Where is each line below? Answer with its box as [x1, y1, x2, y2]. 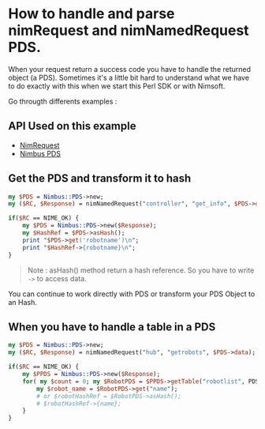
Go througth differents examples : [8, 96, 118, 106]
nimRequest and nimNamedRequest [8, 21, 250, 40]
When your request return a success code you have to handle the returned [8, 64, 251, 73]
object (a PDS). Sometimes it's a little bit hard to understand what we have [8, 73, 250, 82]
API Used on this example [8, 119, 136, 133]
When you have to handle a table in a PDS [8, 320, 216, 333]
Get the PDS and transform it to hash [8, 171, 192, 186]
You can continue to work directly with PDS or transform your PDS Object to [8, 289, 256, 299]
